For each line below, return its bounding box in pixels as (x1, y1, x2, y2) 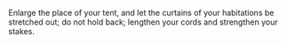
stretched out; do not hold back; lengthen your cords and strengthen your (8, 17, 278, 27)
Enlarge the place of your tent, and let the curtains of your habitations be (8, 8, 275, 18)
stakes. (8, 26, 35, 36)
